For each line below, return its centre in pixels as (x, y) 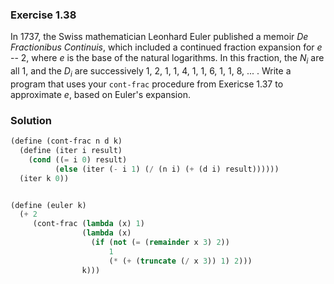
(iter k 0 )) (44, 178)
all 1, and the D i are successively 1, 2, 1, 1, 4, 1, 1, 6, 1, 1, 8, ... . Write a (151, 72)
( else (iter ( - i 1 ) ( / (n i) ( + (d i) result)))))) (167, 169)
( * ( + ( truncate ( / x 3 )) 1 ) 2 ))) (180, 261)
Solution (31, 120)
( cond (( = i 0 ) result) (78, 159)
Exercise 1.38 (43, 15)
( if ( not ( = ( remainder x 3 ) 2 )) (160, 243)
